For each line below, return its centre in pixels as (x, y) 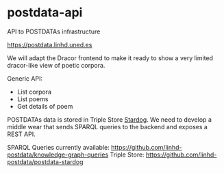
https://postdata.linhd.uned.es (50, 44)
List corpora (34, 92)
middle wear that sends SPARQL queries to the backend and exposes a (107, 127)
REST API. (21, 134)
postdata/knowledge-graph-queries (58, 155)
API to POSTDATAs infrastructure (54, 31)
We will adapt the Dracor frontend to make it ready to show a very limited (110, 58)
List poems (33, 99)
